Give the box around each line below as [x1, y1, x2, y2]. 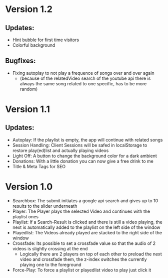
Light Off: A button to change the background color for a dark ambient [12, 153, 157, 159]
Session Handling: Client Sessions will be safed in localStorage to [12, 142, 147, 148]
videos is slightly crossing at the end [12, 245, 88, 251]
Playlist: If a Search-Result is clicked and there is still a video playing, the [12, 219, 162, 225]
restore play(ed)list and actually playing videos [12, 147, 109, 154]
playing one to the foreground [19, 261, 81, 267]
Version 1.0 [5, 181, 53, 192]
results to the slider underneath [12, 203, 77, 209]
